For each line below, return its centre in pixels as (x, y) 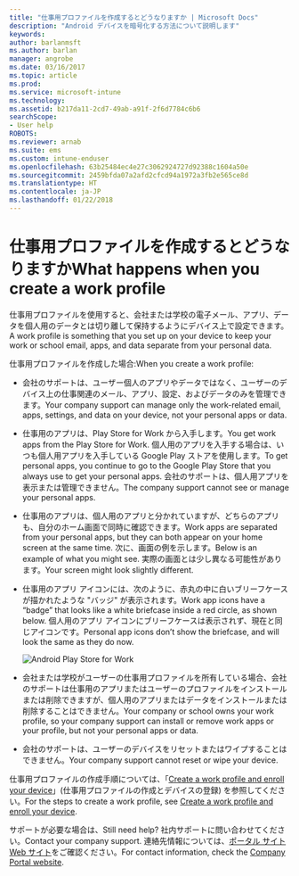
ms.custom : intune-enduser (59, 158)
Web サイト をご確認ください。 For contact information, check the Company (148, 852)
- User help (31, 126)
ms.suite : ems (36, 150)
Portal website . (36, 862)
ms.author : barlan (43, 51)
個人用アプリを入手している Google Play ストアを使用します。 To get (163, 455)
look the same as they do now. (78, 641)
